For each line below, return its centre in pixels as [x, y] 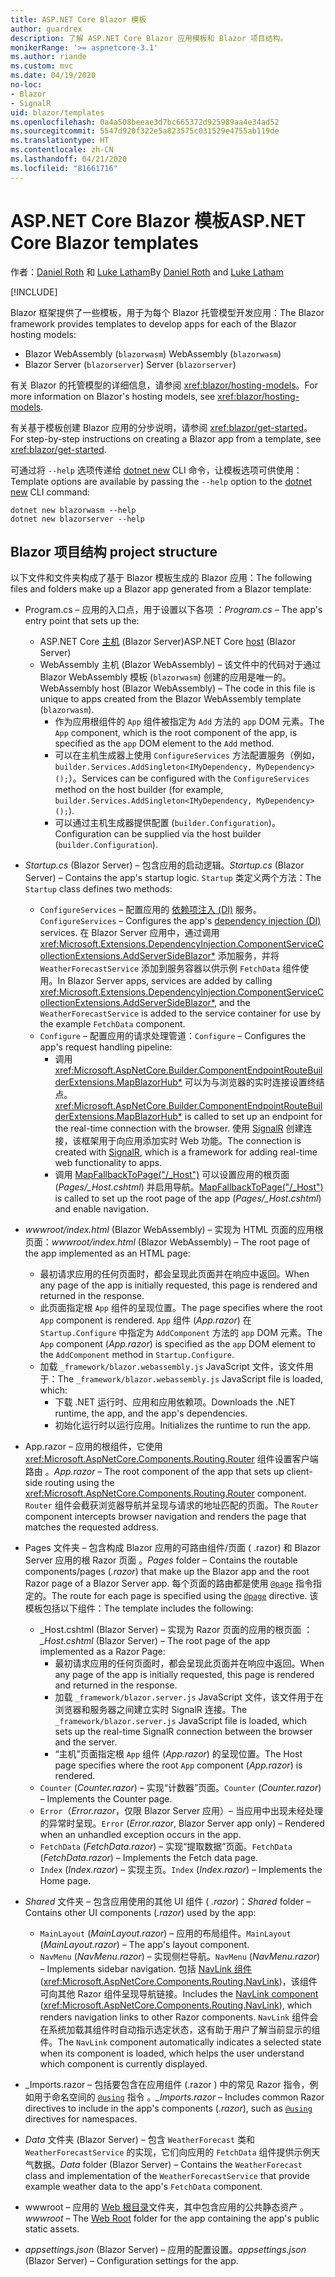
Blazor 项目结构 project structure [114, 551]
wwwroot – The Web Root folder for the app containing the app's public [172, 2218]
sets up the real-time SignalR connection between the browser [183, 1732]
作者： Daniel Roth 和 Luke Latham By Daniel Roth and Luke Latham [147, 272]
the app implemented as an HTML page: [107, 1253]
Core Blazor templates [105, 242]
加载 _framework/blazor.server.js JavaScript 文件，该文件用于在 [189, 1697]
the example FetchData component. [112, 1024]
